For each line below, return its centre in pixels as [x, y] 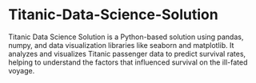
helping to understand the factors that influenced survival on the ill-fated [128, 62]
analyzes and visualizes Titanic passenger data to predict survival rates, [127, 53]
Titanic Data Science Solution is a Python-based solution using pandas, [126, 37]
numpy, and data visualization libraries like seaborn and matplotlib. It [121, 45]
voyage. [22, 70]
